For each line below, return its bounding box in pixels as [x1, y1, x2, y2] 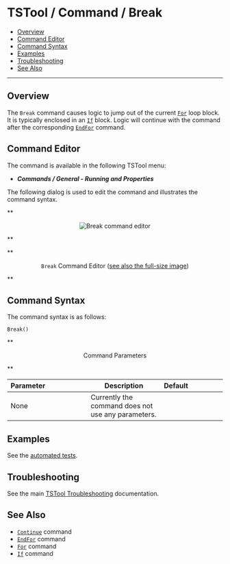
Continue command [16, 527, 72, 536]
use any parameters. [90, 410, 157, 419]
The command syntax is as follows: [7, 313, 107, 321]
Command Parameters [83, 351, 147, 360]
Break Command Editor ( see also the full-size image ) [40, 261, 190, 270]
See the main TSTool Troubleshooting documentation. [7, 489, 159, 497]
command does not [90, 401, 153, 411]
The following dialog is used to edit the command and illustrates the [7, 187, 199, 196]
